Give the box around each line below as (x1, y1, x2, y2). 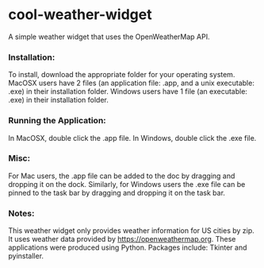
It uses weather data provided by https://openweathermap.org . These (8, 235, 236, 244)
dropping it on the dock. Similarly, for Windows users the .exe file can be (8, 179, 246, 188)
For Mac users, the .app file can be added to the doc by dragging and (8, 171, 235, 181)
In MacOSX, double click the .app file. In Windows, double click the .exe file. (8, 133, 257, 142)
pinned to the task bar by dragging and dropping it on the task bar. (8, 188, 226, 197)
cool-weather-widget (8, 6, 152, 24)
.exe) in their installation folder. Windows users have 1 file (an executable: (8, 87, 248, 96)
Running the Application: (8, 115, 107, 126)
